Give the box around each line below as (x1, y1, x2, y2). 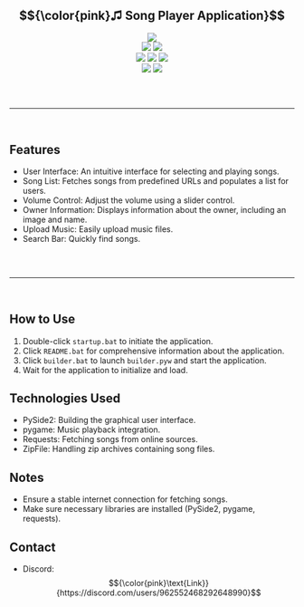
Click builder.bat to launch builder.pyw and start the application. (22, 354, 267, 366)
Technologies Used (9, 390, 120, 407)
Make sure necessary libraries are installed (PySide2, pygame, (22, 504, 256, 515)
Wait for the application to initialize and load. (22, 364, 188, 375)
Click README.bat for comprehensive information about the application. (22, 345, 285, 356)
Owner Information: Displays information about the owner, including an (22, 205, 287, 216)
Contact (9, 539, 56, 554)
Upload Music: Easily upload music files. (22, 224, 174, 235)
